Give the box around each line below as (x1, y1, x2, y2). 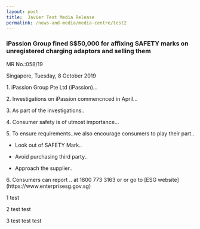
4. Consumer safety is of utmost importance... (6, 118, 119, 125)
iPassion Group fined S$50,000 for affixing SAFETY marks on (6, 39, 189, 48)
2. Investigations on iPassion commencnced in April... (6, 95, 138, 102)
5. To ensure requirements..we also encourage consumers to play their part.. (6, 129, 195, 137)
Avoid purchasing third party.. (14, 153, 88, 160)
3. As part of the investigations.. (6, 107, 85, 114)
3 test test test (6, 217, 42, 224)
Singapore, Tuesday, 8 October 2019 (6, 72, 97, 79)
